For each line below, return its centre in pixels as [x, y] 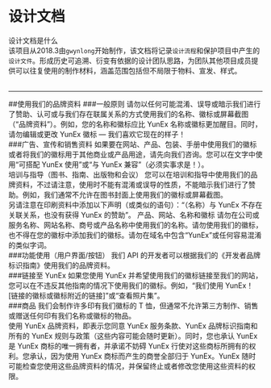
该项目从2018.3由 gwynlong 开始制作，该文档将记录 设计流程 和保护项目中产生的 [134, 50]
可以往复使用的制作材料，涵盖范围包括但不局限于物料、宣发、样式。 [128, 70]
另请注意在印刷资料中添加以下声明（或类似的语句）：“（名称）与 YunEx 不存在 [135, 204]
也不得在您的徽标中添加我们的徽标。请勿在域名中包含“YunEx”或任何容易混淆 [135, 235]
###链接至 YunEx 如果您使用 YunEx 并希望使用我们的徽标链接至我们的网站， [135, 275]
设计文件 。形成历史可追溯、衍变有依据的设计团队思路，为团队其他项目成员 [130, 60]
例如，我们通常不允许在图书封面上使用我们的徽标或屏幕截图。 [125, 194]
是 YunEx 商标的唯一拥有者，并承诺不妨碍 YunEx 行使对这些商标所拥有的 [129, 346]
